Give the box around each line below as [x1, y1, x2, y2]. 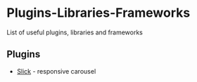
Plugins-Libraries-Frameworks [6, 5, 191, 21]
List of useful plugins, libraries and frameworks [6, 28, 144, 36]
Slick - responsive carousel [16, 67, 96, 75]
